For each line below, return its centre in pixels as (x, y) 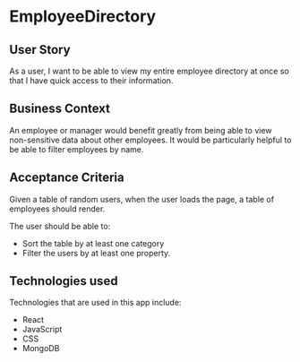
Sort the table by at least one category (93, 243)
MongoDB (41, 349)
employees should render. (57, 209)
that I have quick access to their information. (91, 81)
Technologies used (64, 281)
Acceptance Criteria (67, 178)
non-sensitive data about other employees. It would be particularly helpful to (150, 140)
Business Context (60, 109)
